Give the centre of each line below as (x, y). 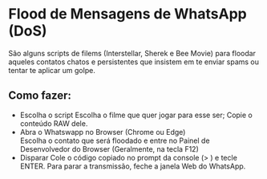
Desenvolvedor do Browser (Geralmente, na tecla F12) (109, 148)
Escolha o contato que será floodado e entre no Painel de (115, 140)
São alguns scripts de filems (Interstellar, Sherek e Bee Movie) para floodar (132, 53)
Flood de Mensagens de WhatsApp (127, 14)
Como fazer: (40, 96)
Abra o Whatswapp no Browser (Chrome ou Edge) (103, 132)
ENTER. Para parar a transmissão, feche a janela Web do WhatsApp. (133, 166)
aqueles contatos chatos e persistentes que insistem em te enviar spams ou (133, 62)
